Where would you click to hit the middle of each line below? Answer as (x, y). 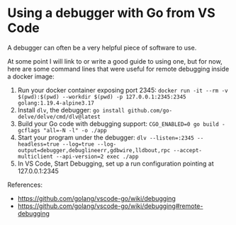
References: (25, 185)
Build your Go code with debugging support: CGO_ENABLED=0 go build (118, 123)
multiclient (35, 156)
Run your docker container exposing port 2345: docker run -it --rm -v (123, 90)
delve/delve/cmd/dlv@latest (59, 117)
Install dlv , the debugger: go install (71, 110)
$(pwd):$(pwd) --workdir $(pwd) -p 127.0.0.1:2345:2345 (102, 97)
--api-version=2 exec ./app (97, 156)
